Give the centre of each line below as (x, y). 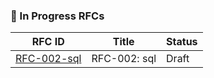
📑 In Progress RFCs (57, 16)
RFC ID (48, 42)
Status (182, 42)
